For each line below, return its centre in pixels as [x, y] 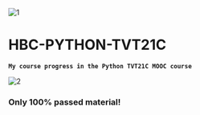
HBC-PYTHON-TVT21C [88, 45]
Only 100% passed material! [65, 102]
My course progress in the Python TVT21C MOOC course [100, 66]
